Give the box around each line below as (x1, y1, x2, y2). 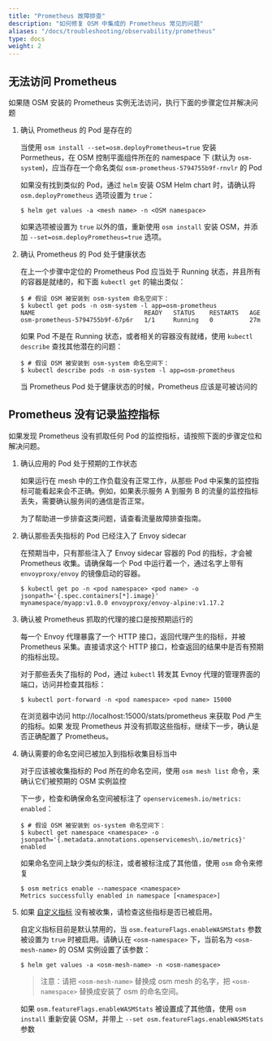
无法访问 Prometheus (8, 74, 118, 88)
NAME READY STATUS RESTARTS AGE (19, 309, 261, 317)
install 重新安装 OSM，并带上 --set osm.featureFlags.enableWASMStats (19, 1013, 264, 1023)
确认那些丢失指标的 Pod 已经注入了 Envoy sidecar (19, 530, 187, 540)
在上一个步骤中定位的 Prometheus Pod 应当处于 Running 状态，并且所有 (19, 266, 261, 276)
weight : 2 (8, 42, 42, 51)
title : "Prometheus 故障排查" (8, 11, 106, 20)
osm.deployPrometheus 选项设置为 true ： (19, 190, 155, 200)
